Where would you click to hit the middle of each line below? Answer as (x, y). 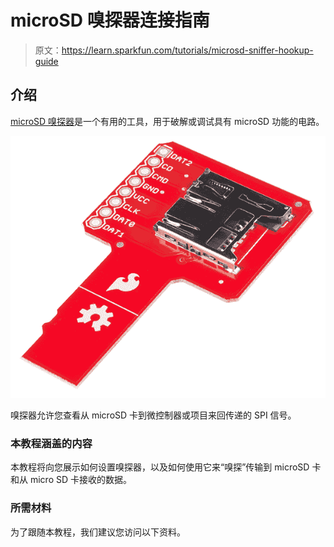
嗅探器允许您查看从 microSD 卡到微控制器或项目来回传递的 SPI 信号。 (153, 415)
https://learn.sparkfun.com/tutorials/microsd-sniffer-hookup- (187, 50)
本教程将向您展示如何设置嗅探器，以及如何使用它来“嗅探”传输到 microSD (160, 467)
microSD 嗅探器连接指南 (110, 20)
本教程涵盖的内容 (51, 443)
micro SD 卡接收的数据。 (80, 480)
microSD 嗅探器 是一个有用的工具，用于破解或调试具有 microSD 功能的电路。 (167, 121)
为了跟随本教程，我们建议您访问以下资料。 (98, 532)
